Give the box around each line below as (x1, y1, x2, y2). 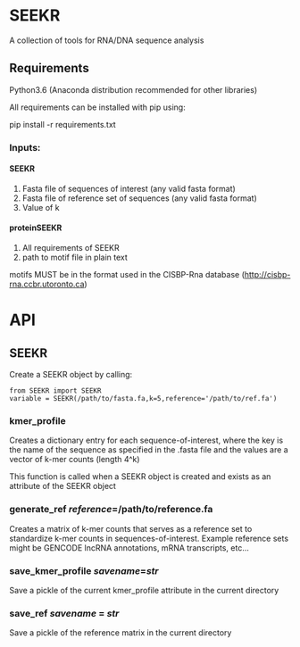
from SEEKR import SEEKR (9, 386, 102, 395)
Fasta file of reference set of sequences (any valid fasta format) (21, 193, 257, 203)
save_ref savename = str (9, 607, 120, 619)
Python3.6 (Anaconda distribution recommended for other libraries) (9, 84, 257, 95)
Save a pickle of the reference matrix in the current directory (9, 627, 232, 638)
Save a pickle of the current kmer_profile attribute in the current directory (9, 585, 279, 595)
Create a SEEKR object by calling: (9, 369, 133, 380)
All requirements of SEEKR (21, 243, 121, 253)
